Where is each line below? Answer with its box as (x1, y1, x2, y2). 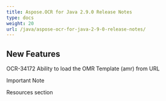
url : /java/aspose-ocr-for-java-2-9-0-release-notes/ (6, 26, 146, 32)
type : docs (6, 15, 34, 21)
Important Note (6, 77, 45, 84)
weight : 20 (6, 20, 34, 26)
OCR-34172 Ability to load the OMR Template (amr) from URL (6, 65, 160, 72)
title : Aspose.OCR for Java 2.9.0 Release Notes (6, 9, 132, 15)
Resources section (6, 89, 53, 96)
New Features (6, 48, 60, 59)
